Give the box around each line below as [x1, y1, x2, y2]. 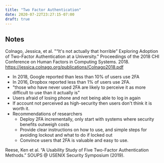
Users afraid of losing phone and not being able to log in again [12, 95, 141, 101]
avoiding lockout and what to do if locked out [19, 132, 113, 138]
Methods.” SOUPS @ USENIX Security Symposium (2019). [5, 153, 125, 159]
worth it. [12, 106, 30, 112]
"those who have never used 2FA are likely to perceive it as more [12, 84, 146, 90]
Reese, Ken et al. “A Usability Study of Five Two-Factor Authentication [5, 147, 149, 153]
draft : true [5, 16, 30, 21]
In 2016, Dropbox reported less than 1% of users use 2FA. [12, 79, 131, 85]
